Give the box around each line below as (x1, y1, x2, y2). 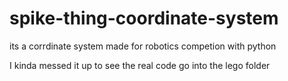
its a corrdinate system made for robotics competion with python (9, 40, 277, 52)
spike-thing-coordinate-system (9, 7, 279, 30)
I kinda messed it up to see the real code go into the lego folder (9, 59, 271, 71)
